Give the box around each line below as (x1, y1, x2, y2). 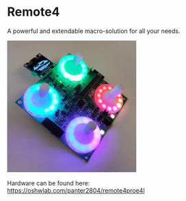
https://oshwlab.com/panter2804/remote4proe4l (7, 187, 145, 195)
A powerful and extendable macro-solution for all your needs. (7, 27, 181, 35)
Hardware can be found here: (7, 179, 90, 187)
